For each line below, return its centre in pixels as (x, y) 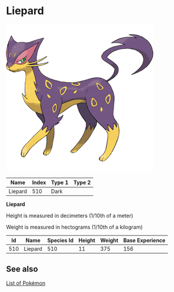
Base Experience (144, 240)
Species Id (60, 240)
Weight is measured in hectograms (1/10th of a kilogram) (74, 227)
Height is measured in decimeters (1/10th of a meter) (70, 216)
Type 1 (60, 183)
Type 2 (82, 183)
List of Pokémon (26, 283)
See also (22, 269)
